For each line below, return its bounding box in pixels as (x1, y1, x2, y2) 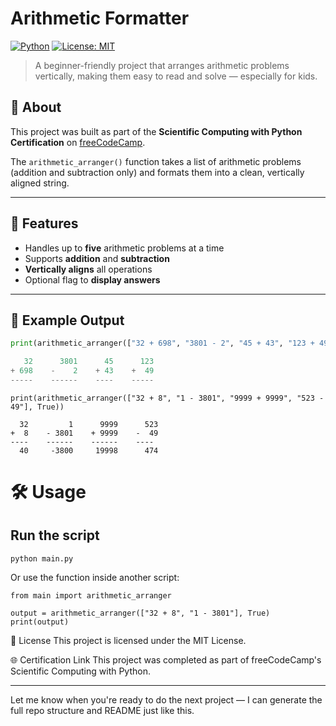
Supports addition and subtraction (24, 252, 170, 264)
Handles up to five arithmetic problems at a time (24, 242, 225, 254)
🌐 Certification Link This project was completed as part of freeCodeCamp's (10, 653, 322, 666)
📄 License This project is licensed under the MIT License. (10, 634, 247, 646)
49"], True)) (10, 402, 65, 412)
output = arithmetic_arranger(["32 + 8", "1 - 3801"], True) (10, 608, 271, 618)
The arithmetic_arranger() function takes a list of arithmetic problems (10, 155, 302, 167)
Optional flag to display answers (24, 273, 161, 286)
